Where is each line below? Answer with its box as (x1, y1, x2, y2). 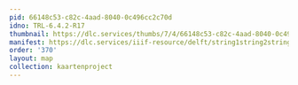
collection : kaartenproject (9, 63, 114, 72)
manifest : (9, 37, 46, 47)
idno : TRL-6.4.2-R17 (9, 21, 86, 30)
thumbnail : (9, 29, 50, 38)
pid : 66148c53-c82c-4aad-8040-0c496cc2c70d (9, 12, 173, 22)
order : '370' (9, 46, 58, 55)
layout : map (9, 54, 53, 63)
